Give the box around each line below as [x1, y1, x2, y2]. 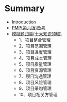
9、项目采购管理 [18, 85, 52, 91]
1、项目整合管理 [18, 37, 51, 43]
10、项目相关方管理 [18, 91, 58, 97]
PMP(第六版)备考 [11, 25, 46, 31]
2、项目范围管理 [18, 43, 52, 49]
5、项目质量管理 [18, 61, 51, 67]
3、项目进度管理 [18, 49, 52, 55]
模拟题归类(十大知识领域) [11, 31, 62, 36]
